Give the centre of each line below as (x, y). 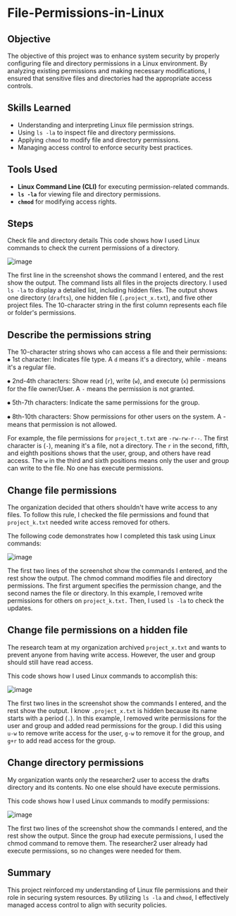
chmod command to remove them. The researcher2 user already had (107, 843)
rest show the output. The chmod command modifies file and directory (110, 578)
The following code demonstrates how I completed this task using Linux (112, 536)
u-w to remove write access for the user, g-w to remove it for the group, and (116, 733)
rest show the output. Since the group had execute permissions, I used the (116, 836)
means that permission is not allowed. (62, 425)
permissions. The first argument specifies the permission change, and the (114, 586)
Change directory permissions (76, 763)
